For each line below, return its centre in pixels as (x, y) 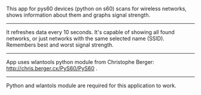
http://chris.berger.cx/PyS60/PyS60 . (52, 68)
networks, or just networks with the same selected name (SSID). (85, 39)
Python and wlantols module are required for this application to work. (91, 85)
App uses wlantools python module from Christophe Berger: (80, 62)
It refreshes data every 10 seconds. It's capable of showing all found (91, 32)
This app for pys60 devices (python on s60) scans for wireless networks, (97, 9)
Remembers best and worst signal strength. (60, 45)
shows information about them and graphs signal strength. (78, 15)
